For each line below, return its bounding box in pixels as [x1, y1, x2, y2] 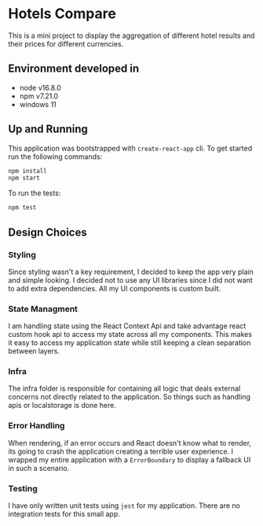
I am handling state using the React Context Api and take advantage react [8, 321, 247, 331]
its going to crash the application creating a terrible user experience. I [8, 446, 234, 456]
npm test [8, 204, 37, 212]
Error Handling [8, 420, 65, 432]
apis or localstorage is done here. [8, 401, 116, 410]
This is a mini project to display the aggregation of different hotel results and [8, 31, 255, 40]
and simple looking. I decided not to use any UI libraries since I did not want [8, 275, 253, 284]
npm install [8, 167, 47, 175]
